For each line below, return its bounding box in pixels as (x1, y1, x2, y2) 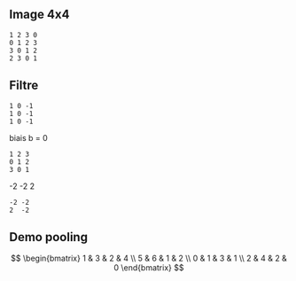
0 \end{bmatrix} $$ (113, 262, 184, 273)
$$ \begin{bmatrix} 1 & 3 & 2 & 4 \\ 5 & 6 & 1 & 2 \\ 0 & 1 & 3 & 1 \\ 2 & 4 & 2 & (10, 253, 288, 264)
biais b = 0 (9, 132, 49, 143)
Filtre (9, 78, 39, 93)
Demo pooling (9, 230, 89, 245)
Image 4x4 (9, 7, 70, 22)
